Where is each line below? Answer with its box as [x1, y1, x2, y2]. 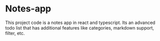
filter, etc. [5, 30, 25, 36]
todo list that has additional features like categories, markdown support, [5, 24, 154, 30]
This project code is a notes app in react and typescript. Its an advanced [5, 19, 155, 25]
